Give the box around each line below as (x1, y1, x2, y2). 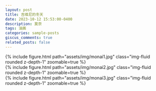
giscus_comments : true (5, 35, 52, 40)
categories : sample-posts (5, 30, 59, 35)
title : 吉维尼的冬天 (5, 12, 43, 17)
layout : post (5, 7, 32, 12)
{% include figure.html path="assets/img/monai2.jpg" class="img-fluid (5, 64, 151, 70)
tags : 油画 (5, 26, 26, 31)
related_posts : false (5, 40, 50, 45)
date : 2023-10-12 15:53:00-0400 (5, 16, 72, 21)
